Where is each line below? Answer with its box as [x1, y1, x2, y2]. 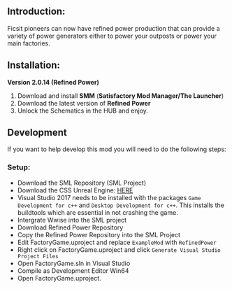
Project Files [17, 253, 59, 260]
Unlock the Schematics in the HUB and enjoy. [17, 106, 149, 115]
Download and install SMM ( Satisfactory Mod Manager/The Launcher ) [17, 91, 224, 100]
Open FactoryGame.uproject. [17, 274, 101, 282]
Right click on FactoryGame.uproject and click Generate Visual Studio [17, 245, 222, 254]
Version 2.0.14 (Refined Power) [7, 78, 99, 86]
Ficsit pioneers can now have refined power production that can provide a [7, 24, 220, 32]
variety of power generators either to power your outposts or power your [7, 31, 217, 40]
